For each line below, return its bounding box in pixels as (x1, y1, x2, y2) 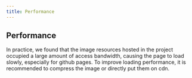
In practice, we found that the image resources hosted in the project (6, 46, 174, 53)
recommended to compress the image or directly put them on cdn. (6, 65, 170, 72)
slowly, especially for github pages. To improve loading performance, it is (6, 58, 186, 66)
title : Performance (6, 8, 55, 15)
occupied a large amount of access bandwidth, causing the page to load (6, 53, 184, 60)
